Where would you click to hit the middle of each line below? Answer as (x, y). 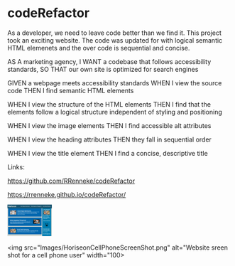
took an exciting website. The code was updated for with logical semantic (115, 40)
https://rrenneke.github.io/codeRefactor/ (67, 194)
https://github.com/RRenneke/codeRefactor (71, 181)
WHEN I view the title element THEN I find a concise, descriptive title (108, 153)
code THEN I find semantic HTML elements (71, 90)
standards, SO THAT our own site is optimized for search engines (103, 69)
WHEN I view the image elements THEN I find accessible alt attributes (109, 125)
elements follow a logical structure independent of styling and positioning (115, 112)
